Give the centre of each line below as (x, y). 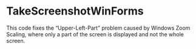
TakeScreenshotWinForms (75, 11)
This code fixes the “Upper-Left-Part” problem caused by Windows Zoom (98, 28)
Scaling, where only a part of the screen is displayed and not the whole (95, 34)
